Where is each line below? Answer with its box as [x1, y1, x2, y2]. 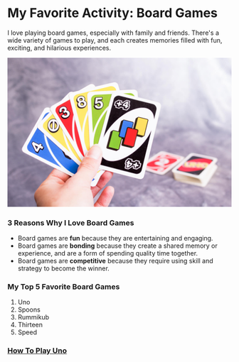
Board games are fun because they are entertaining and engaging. [17, 234, 213, 242]
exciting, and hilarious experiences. [7, 43, 112, 52]
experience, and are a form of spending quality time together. [17, 248, 198, 257]
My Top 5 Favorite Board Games [7, 282, 120, 292]
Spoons [17, 305, 41, 314]
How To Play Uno [7, 346, 68, 356]
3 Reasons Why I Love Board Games [7, 218, 134, 228]
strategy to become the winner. [17, 264, 110, 273]
